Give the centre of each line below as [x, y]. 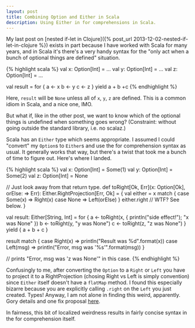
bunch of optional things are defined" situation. [63, 58]
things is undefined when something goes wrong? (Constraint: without [91, 122]
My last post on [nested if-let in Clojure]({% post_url [69, 39]
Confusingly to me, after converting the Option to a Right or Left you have [96, 270]
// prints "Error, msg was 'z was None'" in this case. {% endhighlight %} [93, 259]
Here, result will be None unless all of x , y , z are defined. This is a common [96, 98]
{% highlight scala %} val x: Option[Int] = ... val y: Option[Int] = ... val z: [92, 69]
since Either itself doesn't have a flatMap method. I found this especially [94, 283]
